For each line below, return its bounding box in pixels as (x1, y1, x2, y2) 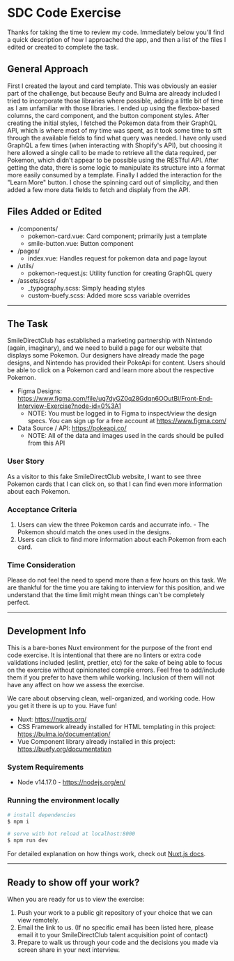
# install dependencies (7, 812, 77, 819)
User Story (7, 456, 45, 466)
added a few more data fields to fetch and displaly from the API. (7, 185, 190, 193)
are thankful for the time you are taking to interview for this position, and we (7, 583, 225, 592)
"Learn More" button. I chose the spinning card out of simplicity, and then (7, 178, 219, 186)
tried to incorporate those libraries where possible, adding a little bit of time (7, 96, 224, 105)
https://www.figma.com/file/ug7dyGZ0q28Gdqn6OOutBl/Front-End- (17, 395, 213, 403)
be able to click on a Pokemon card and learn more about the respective (7, 366, 214, 374)
